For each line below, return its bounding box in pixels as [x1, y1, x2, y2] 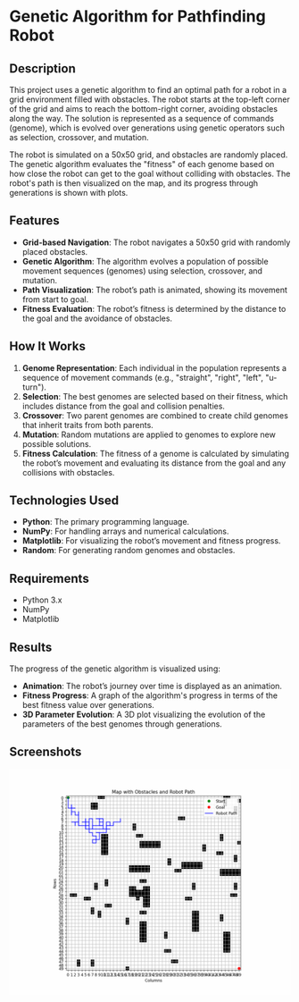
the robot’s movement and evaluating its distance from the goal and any [21, 458, 287, 468]
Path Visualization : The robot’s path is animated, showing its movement [21, 284, 288, 295]
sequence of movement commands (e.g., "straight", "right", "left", [21, 372, 263, 383]
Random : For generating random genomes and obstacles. [21, 545, 236, 556]
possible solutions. [21, 438, 92, 449]
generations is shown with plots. [9, 188, 129, 198]
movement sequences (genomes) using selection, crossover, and [21, 265, 263, 276]
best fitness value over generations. [21, 700, 154, 711]
